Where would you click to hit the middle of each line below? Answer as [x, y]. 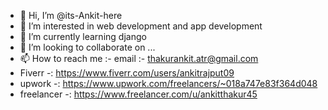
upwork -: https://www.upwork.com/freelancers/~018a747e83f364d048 [168, 83]
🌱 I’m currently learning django [83, 36]
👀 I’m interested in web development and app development [141, 26]
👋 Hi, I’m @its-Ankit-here [71, 15]
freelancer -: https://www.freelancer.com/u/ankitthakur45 [138, 94]
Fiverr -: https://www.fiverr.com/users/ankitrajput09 [127, 73]
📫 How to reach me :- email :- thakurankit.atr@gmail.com [139, 58]
